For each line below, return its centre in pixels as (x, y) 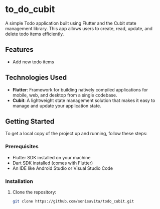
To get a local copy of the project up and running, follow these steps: (76, 134)
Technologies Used (36, 78)
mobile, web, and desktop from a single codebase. (65, 95)
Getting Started (30, 121)
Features (19, 49)
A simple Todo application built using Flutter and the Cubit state (71, 23)
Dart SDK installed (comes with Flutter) (53, 163)
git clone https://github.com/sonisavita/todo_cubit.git (73, 201)
